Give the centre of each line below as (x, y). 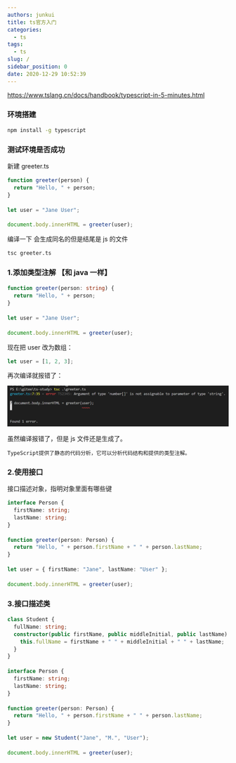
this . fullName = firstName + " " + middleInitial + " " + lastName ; (122, 642)
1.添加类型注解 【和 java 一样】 (59, 272)
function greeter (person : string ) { (61, 288)
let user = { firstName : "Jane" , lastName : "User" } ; (88, 570)
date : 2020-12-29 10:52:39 (47, 74)
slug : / (19, 60)
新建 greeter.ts (28, 166)
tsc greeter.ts (29, 253)
